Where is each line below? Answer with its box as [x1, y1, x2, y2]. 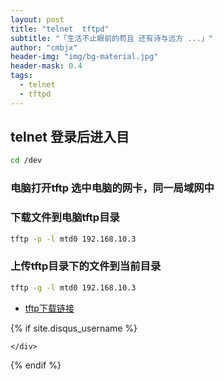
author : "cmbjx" [10, 42, 78, 53]
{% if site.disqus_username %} [10, 322, 138, 334]
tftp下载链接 [24, 302, 75, 314]
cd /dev [10, 156, 43, 166]
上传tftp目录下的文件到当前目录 [10, 259, 162, 273]
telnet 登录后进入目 [10, 129, 130, 146]
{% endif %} [10, 359, 62, 371]
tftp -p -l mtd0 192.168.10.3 [10, 234, 137, 244]
